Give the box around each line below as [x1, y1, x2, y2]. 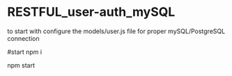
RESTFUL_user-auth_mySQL [7, 4, 176, 20]
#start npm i [7, 48, 42, 56]
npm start [7, 61, 36, 69]
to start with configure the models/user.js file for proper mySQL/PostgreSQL [7, 27, 226, 35]
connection [7, 34, 40, 42]
